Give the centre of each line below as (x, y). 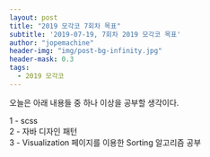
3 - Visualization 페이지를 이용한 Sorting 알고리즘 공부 (105, 142)
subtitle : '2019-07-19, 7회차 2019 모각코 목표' (95, 34)
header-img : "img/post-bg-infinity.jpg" (86, 51)
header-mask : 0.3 (42, 59)
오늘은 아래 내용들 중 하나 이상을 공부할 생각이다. (94, 102)
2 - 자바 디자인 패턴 (44, 131)
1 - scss (24, 120)
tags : (19, 68)
